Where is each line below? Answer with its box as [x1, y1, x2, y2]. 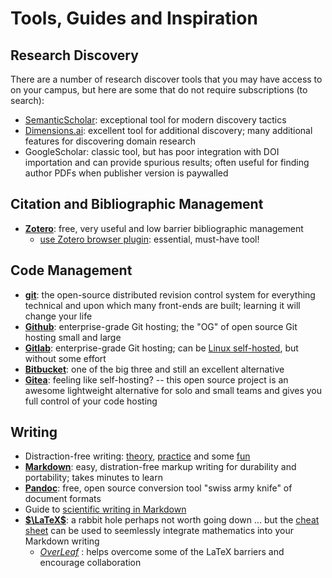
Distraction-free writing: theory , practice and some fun [24, 450, 251, 462]
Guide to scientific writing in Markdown [24, 503, 187, 516]
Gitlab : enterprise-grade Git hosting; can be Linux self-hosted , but [24, 342, 299, 354]
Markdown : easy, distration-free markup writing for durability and [24, 461, 297, 473]
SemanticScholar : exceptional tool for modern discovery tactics [24, 114, 287, 126]
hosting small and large [24, 331, 122, 343]
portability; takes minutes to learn [24, 472, 163, 484]
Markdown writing [24, 535, 100, 547]
